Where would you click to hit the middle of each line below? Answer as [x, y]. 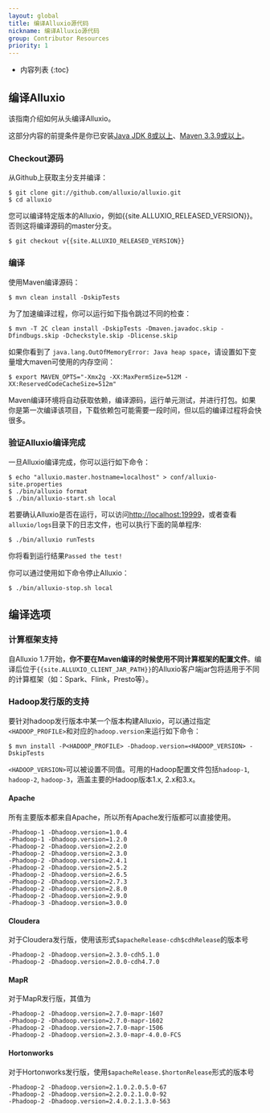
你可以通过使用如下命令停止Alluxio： [69, 572]
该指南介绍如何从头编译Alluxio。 [62, 118]
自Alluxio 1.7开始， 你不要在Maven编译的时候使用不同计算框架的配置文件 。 [131, 658]
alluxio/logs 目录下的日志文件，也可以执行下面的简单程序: [105, 524]
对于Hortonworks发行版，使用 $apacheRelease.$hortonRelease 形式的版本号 [131, 1072]
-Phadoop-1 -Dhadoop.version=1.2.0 [68, 840]
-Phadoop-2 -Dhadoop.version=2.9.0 [68, 896]
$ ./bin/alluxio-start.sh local [62, 498]
